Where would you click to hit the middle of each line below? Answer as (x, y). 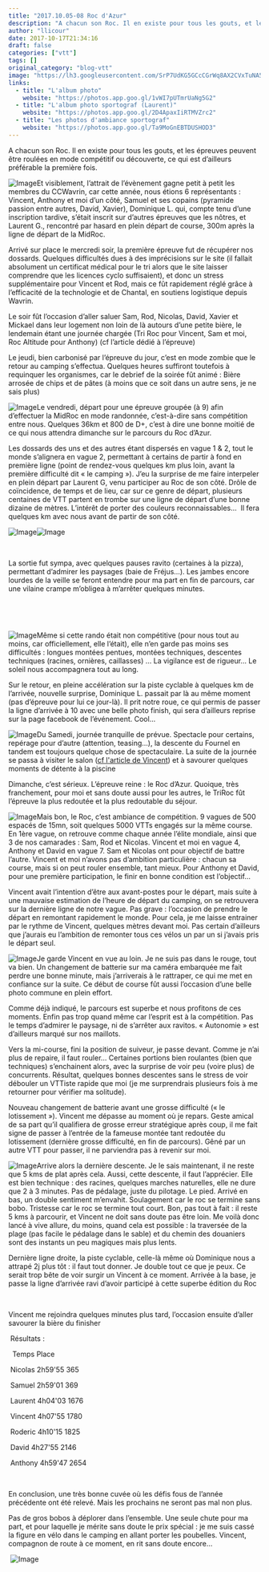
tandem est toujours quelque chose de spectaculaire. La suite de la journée (132, 752)
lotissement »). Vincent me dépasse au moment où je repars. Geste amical (131, 1116)
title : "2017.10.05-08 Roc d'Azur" (68, 16)
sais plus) (24, 391)
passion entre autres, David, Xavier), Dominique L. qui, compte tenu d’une (130, 209)
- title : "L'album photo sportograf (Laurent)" (96, 105)
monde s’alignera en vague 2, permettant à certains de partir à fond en (125, 456)
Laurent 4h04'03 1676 (47, 1400)
